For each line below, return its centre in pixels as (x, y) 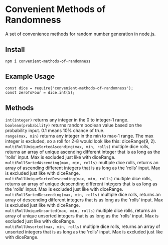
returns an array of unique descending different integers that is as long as (81, 184)
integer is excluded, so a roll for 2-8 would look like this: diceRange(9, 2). (81, 141)
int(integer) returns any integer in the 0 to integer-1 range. (67, 120)
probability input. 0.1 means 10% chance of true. (55, 131)
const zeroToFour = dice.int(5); (40, 92)
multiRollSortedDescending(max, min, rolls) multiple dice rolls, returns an (83, 195)
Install (15, 49)
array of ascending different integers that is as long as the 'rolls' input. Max (83, 168)
